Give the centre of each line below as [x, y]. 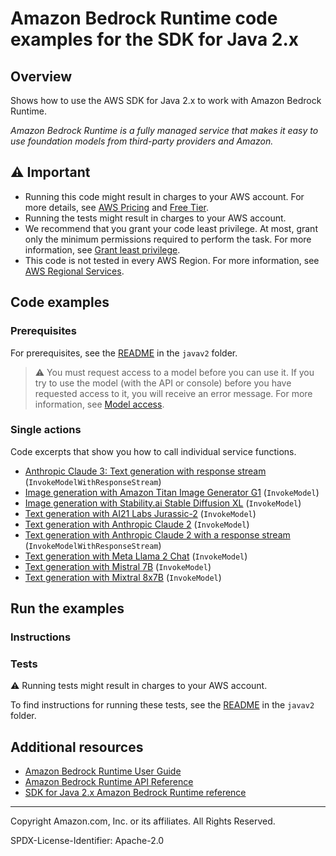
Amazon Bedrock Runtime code [144, 18]
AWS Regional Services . [74, 271]
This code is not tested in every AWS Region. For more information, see [172, 260]
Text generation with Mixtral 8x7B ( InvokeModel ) [123, 577]
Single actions [46, 430]
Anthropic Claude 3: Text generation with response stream [145, 471]
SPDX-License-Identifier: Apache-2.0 [87, 841]
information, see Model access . [99, 404]
